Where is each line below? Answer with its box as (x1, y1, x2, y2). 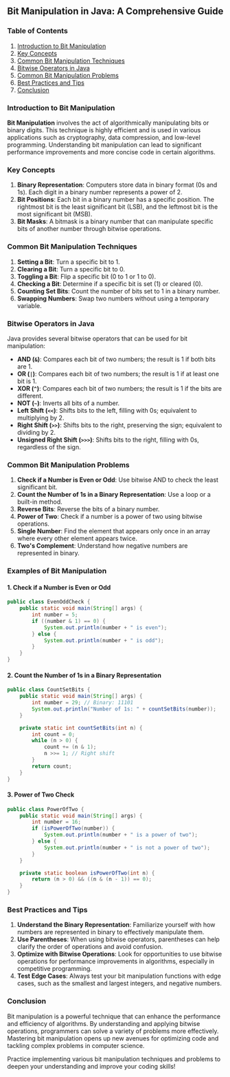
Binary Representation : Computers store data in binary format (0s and (16, 181, 218, 189)
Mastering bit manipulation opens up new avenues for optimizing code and (7, 1034, 219, 1043)
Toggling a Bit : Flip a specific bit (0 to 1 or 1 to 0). (16, 272, 157, 280)
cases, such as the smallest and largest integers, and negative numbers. (16, 979, 222, 987)
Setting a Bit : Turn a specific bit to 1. (16, 258, 120, 266)
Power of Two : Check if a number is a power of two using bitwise (16, 513, 203, 521)
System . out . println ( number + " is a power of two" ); (43, 832, 198, 839)
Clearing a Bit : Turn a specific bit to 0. (16, 265, 126, 273)
